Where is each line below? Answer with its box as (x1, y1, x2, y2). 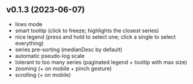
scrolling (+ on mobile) (14, 71, 71, 78)
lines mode (14, 20, 43, 27)
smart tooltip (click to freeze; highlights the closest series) (14, 27, 159, 34)
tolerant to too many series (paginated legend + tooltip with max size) (14, 58, 188, 66)
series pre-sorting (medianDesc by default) (14, 46, 123, 53)
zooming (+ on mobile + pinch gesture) (14, 65, 112, 72)
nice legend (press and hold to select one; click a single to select (14, 33, 176, 41)
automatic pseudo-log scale (14, 52, 85, 59)
